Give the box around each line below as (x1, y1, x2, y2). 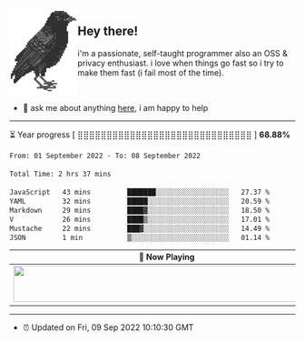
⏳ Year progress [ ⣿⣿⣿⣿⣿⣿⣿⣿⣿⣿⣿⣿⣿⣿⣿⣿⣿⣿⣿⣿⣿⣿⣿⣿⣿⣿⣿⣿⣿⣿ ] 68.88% (9, 129, 290, 140)
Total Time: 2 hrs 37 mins (9, 169, 112, 178)
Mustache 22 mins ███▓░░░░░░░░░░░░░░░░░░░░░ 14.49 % (9, 224, 271, 233)
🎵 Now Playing (138, 252, 195, 263)
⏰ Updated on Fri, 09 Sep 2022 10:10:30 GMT (22, 322, 194, 333)
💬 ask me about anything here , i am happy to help (22, 102, 209, 113)
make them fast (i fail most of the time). (77, 66, 224, 78)
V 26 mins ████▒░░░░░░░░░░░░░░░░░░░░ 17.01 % (9, 215, 271, 224)
